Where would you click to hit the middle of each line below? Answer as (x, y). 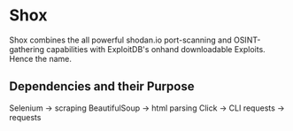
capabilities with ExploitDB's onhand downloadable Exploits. (156, 49)
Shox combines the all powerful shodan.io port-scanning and (120, 40)
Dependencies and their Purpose (102, 86)
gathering (27, 49)
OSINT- (247, 40)
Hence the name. (41, 58)
